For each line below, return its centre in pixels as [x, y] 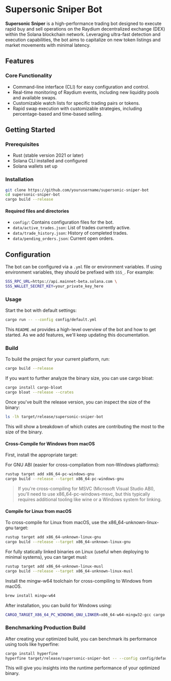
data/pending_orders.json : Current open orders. [63, 238]
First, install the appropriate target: [41, 455]
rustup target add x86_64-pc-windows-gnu [50, 474]
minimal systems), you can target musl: [46, 557]
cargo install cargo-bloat [34, 388]
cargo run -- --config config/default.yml [51, 320]
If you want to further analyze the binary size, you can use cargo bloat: [79, 378]
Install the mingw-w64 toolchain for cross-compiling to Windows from [79, 581]
